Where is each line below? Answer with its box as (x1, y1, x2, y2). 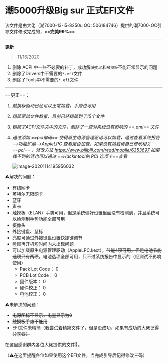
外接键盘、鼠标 (12, 228, 43, 234)
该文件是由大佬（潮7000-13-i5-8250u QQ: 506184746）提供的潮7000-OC (5, 22, 158, 28)
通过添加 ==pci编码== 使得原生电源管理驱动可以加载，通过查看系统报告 (12, 134, 160, 140)
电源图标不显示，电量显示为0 (12, 312, 72, 318)
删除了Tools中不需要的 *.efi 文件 (12, 76, 79, 83)
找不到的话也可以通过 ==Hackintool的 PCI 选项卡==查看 (12, 153, 127, 159)
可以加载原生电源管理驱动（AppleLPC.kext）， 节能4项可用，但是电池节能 (12, 247, 162, 253)
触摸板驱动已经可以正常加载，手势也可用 (12, 102, 96, 108)
